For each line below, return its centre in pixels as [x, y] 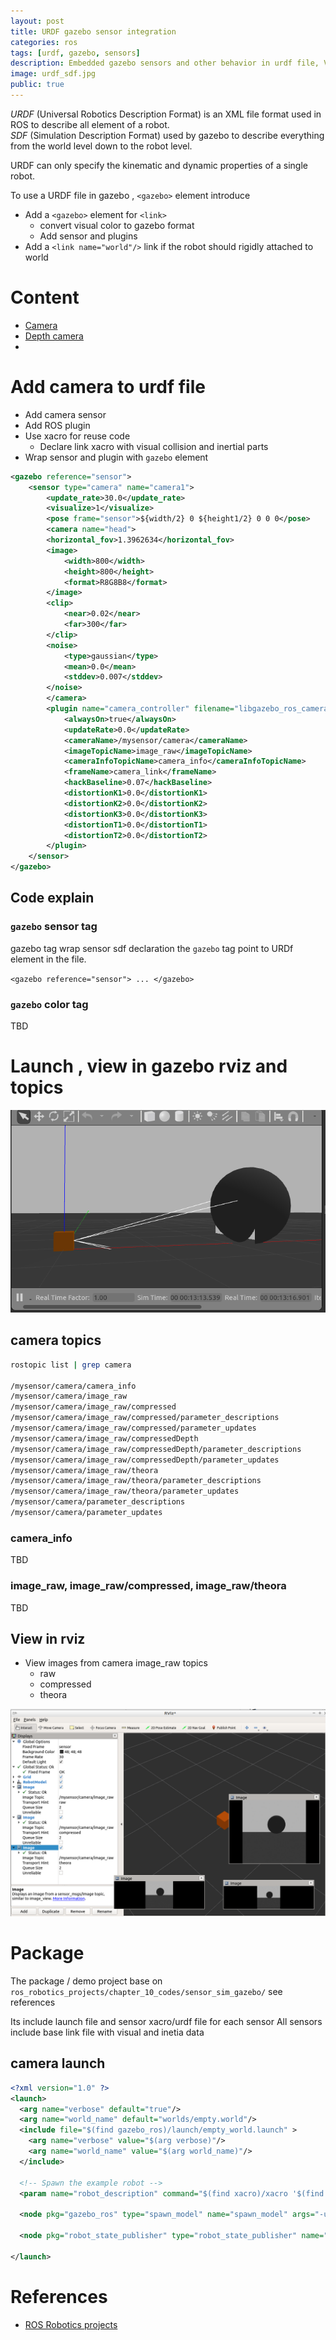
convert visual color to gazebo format [117, 225]
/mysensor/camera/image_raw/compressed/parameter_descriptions [145, 1418]
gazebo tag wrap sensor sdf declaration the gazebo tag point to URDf [152, 948]
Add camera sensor [65, 414]
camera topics [56, 1340]
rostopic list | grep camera [71, 1365]
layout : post [37, 21]
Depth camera [54, 336]
